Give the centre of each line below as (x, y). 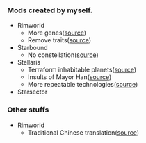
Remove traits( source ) (59, 40)
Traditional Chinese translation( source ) (83, 132)
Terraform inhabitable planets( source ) (82, 70)
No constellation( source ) (63, 55)
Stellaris (29, 62)
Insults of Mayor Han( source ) (70, 77)
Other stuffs (28, 110)
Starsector (32, 92)
